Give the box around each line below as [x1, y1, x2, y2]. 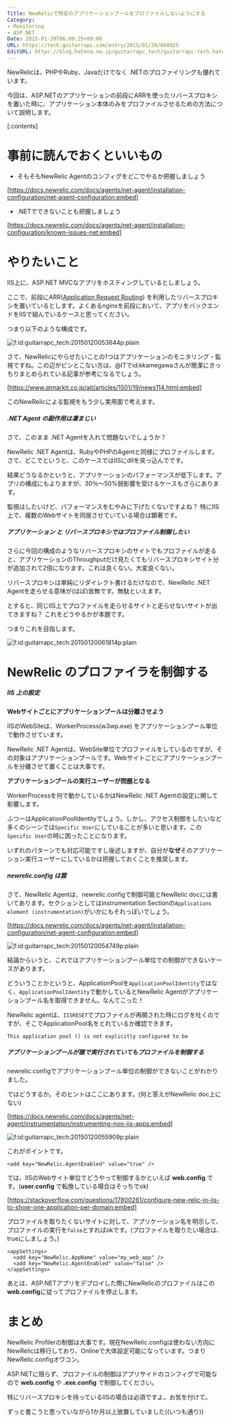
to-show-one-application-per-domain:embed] [7, 1203, 137, 1211]
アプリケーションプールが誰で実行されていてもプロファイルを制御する [7, 1048, 204, 1057]
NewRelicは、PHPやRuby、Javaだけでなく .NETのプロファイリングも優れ [7, 68, 215, 76]
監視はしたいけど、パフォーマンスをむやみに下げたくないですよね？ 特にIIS [7, 502, 220, 511]
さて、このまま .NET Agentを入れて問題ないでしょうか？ [7, 433, 166, 441]
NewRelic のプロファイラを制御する [7, 664, 209, 679]
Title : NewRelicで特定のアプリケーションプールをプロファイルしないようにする [7, 10, 206, 17]
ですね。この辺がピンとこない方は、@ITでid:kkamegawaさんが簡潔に [12, 361, 209, 369]
